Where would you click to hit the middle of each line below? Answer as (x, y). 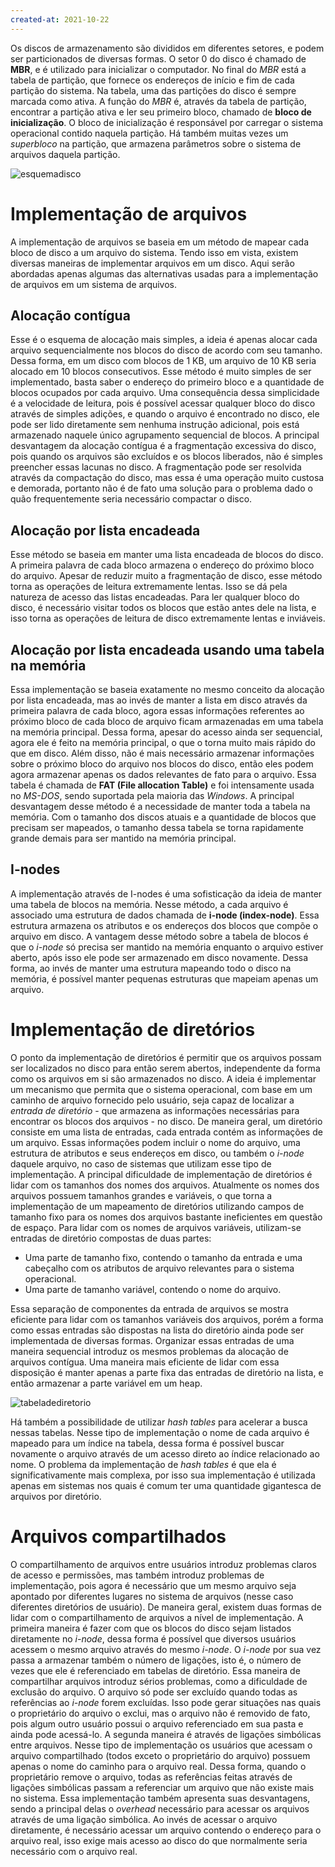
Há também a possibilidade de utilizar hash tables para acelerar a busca (159, 1422)
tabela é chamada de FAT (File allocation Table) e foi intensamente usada (162, 785)
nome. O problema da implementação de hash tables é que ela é (143, 1464)
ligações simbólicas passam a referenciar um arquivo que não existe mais (162, 1787)
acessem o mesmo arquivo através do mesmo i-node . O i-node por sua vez (166, 1649)
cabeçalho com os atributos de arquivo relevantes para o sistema (159, 1268)
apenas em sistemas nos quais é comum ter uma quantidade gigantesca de (166, 1485)
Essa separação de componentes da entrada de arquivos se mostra (149, 1308)
